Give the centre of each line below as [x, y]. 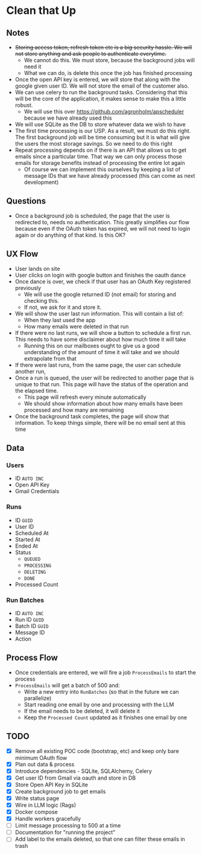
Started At [27, 539]
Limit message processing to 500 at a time [68, 826]
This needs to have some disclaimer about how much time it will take [100, 339]
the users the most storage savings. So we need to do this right [94, 144]
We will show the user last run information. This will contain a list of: [99, 313]
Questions [26, 201]
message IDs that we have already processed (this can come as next [109, 176]
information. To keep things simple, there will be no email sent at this [100, 422]
